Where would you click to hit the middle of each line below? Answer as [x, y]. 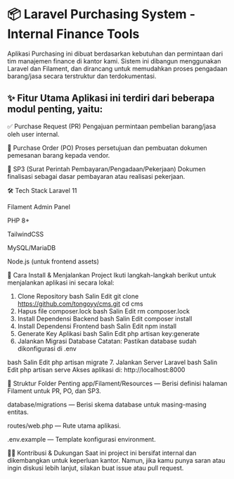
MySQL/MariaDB [32, 247]
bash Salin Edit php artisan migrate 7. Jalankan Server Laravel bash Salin [112, 362]
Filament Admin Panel [39, 206]
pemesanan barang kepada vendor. [59, 155]
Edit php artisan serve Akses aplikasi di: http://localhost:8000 [96, 369]
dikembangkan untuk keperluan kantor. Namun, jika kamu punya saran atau [116, 460]
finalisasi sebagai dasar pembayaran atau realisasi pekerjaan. [96, 176]
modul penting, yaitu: [55, 110]
